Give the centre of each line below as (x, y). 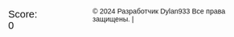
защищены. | (113, 19)
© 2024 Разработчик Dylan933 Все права (159, 11)
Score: (23, 14)
